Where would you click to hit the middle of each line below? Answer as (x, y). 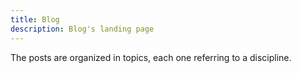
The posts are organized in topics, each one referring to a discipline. (151, 57)
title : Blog (35, 19)
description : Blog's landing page (82, 29)
